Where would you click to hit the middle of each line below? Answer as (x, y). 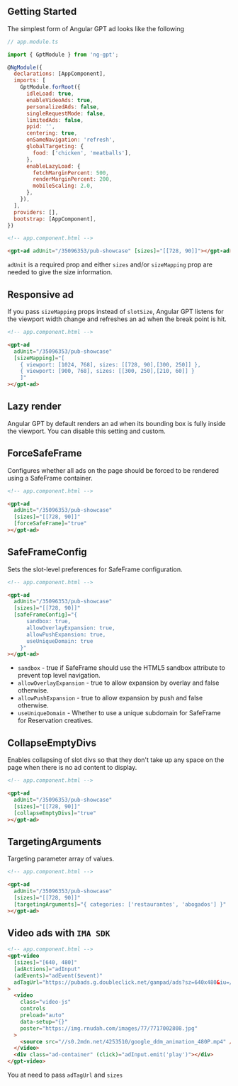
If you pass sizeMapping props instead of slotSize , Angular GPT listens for (116, 312)
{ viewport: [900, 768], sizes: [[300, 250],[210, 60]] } (107, 371)
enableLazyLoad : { (53, 166)
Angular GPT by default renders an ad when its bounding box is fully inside (117, 423)
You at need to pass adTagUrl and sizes (65, 1075)
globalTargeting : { (55, 147)
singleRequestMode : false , (66, 113)
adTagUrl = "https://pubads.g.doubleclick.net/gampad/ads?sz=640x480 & (117, 982)
